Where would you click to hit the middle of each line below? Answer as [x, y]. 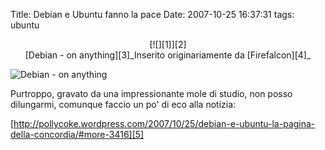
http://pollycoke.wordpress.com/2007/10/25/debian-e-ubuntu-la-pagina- [164, 123]
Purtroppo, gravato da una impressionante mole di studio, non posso [151, 93]
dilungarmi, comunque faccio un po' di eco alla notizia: [123, 104]
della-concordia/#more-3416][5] [77, 134]
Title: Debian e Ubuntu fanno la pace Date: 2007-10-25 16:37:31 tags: [152, 14]
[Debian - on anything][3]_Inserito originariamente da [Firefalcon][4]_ [168, 55]
